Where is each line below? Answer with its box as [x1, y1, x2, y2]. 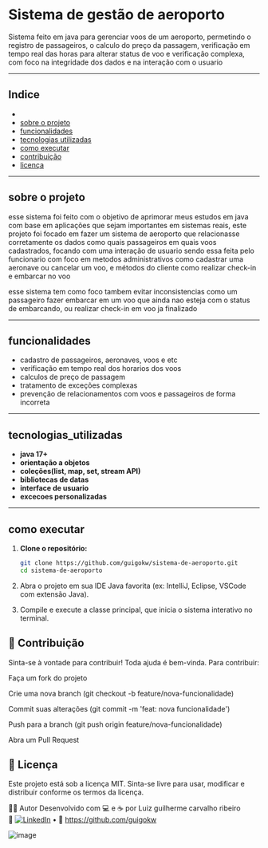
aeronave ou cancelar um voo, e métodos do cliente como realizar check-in [8, 262, 257, 272]
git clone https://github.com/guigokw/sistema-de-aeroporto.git [19, 559, 238, 567]
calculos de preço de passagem [19, 373, 126, 382]
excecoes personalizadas [19, 492, 108, 502]
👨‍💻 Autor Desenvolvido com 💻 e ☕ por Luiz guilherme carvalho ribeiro [8, 803, 241, 813]
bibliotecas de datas [19, 475, 89, 484]
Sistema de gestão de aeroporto [8, 6, 225, 24]
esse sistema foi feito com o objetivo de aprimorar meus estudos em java [8, 211, 249, 221]
